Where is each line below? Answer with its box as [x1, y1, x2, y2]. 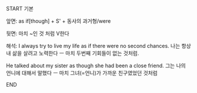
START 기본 [6, 5, 34, 12]
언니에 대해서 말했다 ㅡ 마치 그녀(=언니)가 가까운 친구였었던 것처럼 [6, 70, 158, 76]
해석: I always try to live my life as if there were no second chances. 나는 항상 [6, 43, 191, 49]
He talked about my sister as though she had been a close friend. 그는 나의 [6, 62, 186, 69]
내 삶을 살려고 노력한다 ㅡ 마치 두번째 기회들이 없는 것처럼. [6, 50, 139, 57]
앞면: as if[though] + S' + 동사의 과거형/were [6, 18, 111, 25]
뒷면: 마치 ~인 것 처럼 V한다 [6, 30, 69, 37]
